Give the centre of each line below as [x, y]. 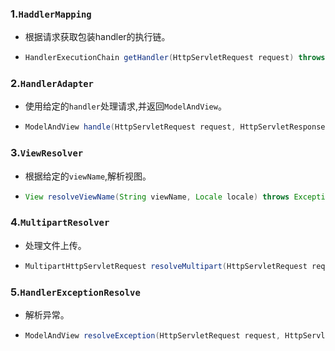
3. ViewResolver [47, 153]
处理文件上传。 [55, 245]
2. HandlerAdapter [52, 84]
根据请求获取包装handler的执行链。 [97, 37]
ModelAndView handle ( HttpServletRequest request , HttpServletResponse [175, 127]
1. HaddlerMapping [51, 14]
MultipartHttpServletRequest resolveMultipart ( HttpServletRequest [166, 266]
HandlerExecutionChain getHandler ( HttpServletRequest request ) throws [175, 58]
